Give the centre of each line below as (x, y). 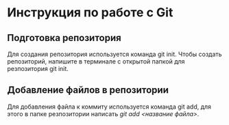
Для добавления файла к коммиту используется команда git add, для (109, 107)
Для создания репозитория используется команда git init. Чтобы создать (114, 54)
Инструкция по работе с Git (90, 13)
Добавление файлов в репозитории (88, 90)
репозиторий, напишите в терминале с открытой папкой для (96, 61)
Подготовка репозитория (64, 38)
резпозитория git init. (38, 69)
